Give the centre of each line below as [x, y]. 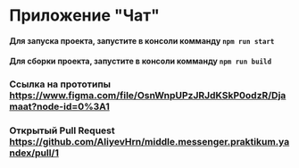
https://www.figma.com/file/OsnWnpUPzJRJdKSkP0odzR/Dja [148, 96]
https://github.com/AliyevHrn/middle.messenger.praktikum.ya [149, 142]
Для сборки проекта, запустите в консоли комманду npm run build [141, 61]
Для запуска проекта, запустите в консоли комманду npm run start [142, 40]
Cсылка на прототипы [60, 84]
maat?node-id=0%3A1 [59, 106]
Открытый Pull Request [62, 130]
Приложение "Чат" [85, 16]
